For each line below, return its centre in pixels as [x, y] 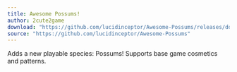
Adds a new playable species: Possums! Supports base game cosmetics [113, 54]
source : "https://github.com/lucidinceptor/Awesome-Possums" [99, 34]
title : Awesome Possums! [44, 14]
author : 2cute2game [36, 20]
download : [22, 27]
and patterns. [27, 61]
